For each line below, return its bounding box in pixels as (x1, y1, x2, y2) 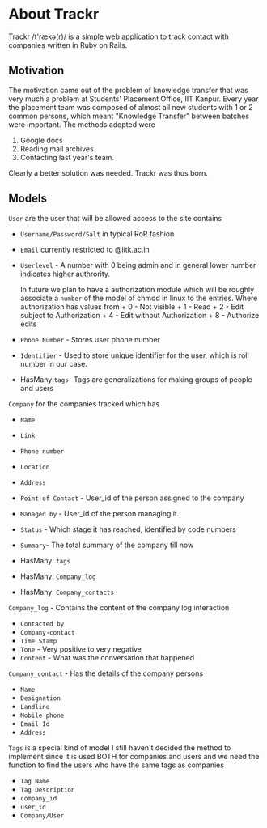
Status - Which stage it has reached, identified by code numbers (19, 524, 236, 534)
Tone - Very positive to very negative (19, 644, 142, 654)
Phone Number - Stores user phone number (19, 334, 160, 344)
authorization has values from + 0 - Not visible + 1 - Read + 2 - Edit (19, 301, 244, 312)
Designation (19, 694, 61, 703)
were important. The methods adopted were (8, 119, 156, 130)
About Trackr (8, 5, 100, 23)
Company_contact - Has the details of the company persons (8, 669, 204, 678)
